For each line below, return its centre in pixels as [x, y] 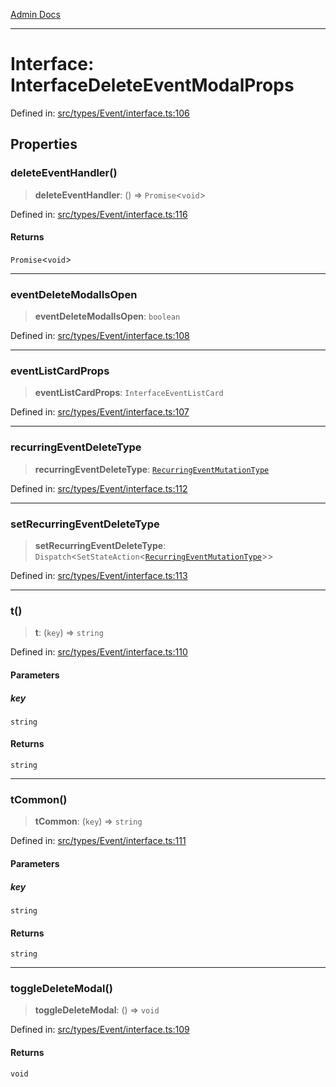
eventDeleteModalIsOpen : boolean [107, 316]
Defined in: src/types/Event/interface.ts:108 [100, 336]
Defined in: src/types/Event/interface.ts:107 [100, 412]
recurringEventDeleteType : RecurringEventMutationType [152, 469]
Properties [44, 144]
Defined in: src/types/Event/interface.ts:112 [99, 488]
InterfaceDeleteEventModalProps [152, 85]
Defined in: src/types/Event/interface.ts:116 [99, 214]
